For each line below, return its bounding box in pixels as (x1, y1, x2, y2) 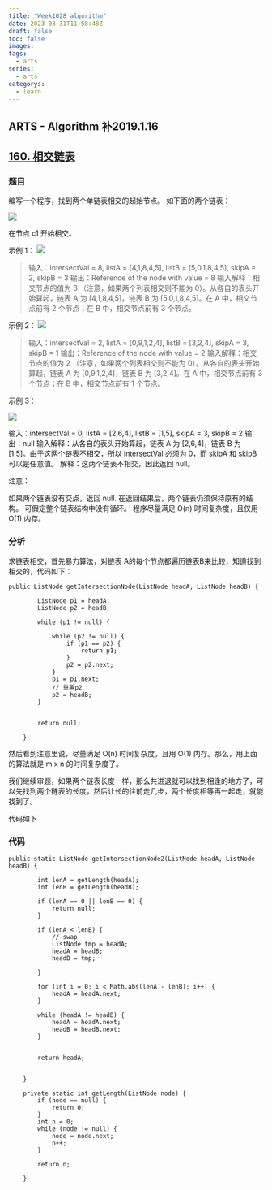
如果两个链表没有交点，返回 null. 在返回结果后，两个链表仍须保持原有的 (8, 493, 247, 504)
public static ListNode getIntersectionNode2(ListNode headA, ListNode (8, 855, 255, 863)
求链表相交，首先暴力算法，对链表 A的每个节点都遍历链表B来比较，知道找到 (8, 556, 261, 565)
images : (8, 42, 35, 50)
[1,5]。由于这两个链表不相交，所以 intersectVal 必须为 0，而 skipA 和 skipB (8, 448, 257, 459)
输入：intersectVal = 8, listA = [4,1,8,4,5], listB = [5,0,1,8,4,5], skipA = (28, 263, 257, 273)
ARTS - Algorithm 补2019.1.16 (8, 119, 159, 133)
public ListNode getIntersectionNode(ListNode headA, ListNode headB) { (8, 582, 259, 591)
